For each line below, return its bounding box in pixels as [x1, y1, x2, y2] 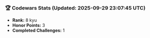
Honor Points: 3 [12, 23, 45, 28]
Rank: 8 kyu [12, 17, 37, 23]
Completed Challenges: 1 [12, 27, 65, 33]
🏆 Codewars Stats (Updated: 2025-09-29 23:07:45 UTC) [5, 4, 146, 11]
